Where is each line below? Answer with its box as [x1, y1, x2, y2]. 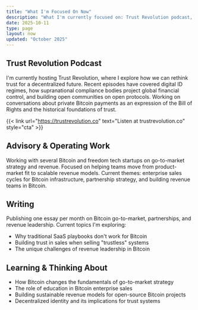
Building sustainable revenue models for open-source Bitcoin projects [14, 291, 186, 298]
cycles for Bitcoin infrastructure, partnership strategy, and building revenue [6, 176, 190, 183]
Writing [6, 199, 34, 209]
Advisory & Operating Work [6, 141, 110, 151]
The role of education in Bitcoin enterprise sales [14, 285, 133, 292]
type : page [6, 25, 33, 32]
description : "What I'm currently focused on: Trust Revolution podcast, [6, 14, 193, 20]
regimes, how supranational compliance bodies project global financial [6, 87, 180, 94]
